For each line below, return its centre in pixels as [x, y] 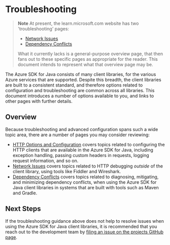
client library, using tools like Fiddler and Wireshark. [67, 171]
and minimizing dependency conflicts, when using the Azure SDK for [84, 182]
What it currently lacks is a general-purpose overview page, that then [90, 54]
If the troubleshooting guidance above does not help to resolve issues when [84, 221]
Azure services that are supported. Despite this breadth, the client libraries [83, 79]
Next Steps [23, 209]
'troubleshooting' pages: [43, 28]
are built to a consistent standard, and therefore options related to [74, 85]
